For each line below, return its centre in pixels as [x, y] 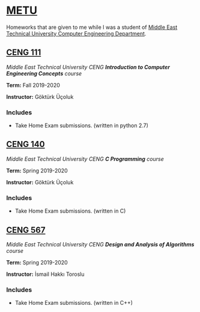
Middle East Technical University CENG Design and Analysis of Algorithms [100, 244]
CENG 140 [26, 144]
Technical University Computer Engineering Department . [76, 33]
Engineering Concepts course [44, 73]
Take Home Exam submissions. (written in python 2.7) [82, 126]
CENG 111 [24, 53]
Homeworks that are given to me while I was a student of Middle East [92, 27]
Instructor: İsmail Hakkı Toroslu [45, 274]
